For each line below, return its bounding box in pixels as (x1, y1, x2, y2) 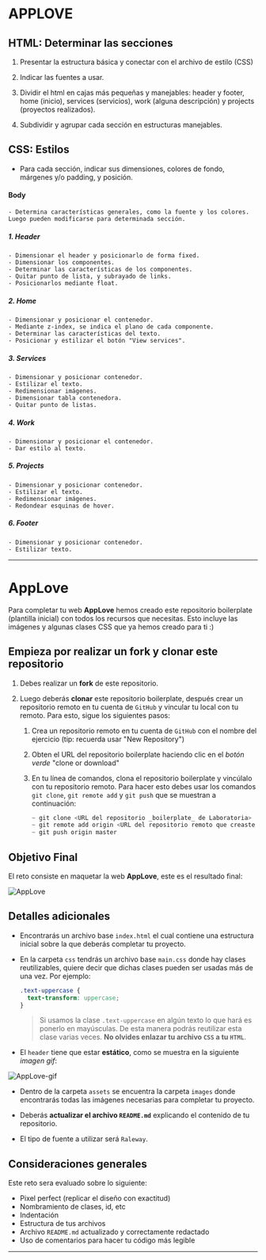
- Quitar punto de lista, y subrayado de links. (8, 272, 172, 280)
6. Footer (8, 518, 39, 528)
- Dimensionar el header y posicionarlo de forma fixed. (8, 251, 200, 260)
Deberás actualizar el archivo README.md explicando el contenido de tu (19, 1110, 250, 1120)
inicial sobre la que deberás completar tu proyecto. (19, 939, 186, 948)
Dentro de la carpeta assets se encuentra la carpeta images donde (19, 1087, 236, 1096)
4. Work (8, 417, 36, 427)
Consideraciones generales (8, 1157, 148, 1171)
